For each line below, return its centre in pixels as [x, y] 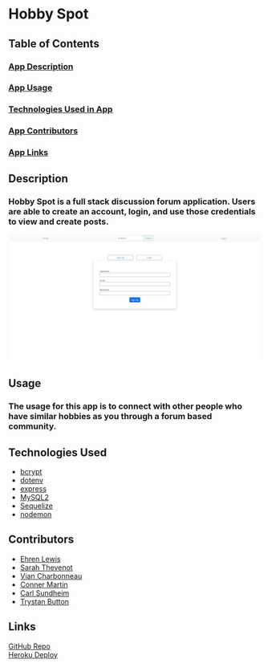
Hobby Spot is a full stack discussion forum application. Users [132, 201]
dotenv [32, 480]
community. [32, 426]
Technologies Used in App [61, 109]
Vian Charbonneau [51, 575]
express [33, 489]
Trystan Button [45, 601]
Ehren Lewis [40, 559]
